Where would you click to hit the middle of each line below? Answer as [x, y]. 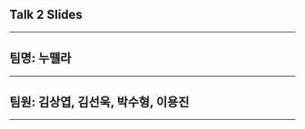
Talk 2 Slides [46, 15]
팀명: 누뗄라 [40, 58]
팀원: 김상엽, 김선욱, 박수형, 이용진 [99, 102]
